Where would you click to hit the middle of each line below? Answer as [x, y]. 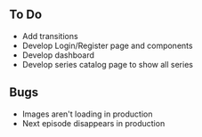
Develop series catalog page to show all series [108, 64]
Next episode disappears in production [93, 123]
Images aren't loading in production [87, 114]
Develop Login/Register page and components [107, 45]
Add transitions [50, 36]
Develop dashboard [58, 55]
